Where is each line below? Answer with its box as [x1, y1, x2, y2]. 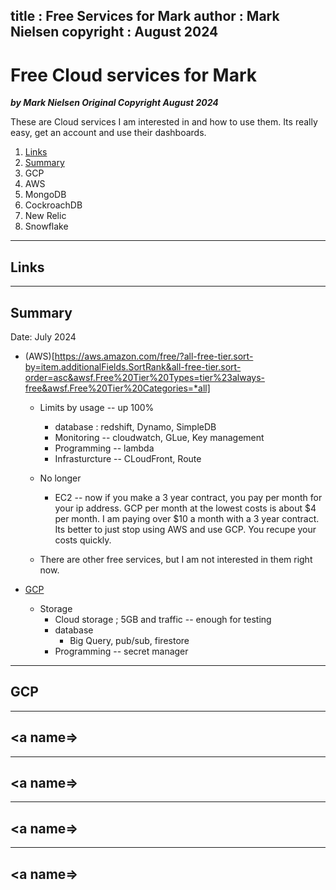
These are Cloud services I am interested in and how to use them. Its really [10, 116, 318, 128]
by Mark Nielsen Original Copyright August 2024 [10, 97, 219, 109]
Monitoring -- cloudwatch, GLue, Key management [54, 431, 265, 443]
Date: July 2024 [10, 330, 77, 343]
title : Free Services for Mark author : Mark [10, 8, 280, 25]
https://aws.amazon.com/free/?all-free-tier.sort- [54, 350, 254, 362]
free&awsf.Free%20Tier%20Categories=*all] [24, 382, 211, 394]
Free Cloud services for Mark [10, 64, 257, 86]
